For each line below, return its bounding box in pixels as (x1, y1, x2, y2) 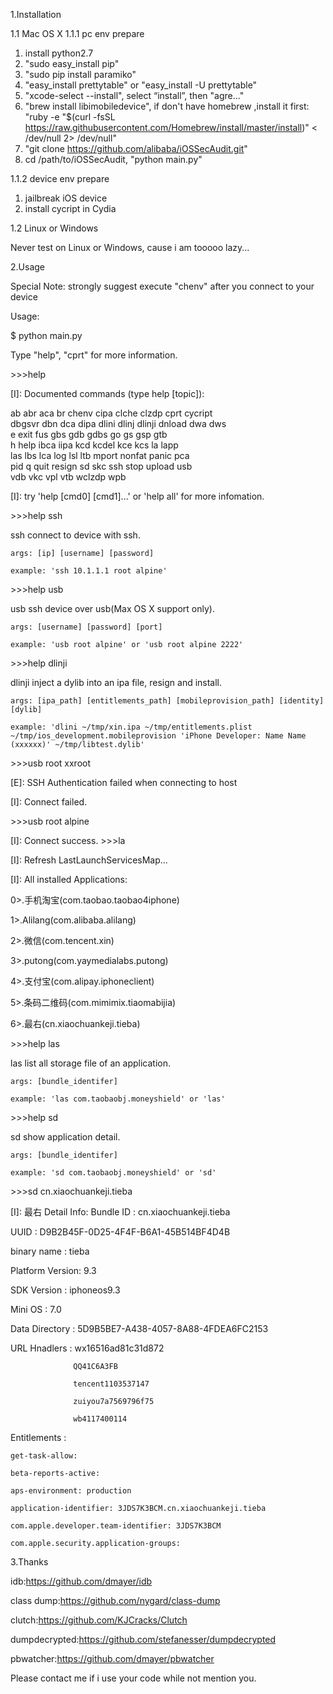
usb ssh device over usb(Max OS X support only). (10, 603, 215, 614)
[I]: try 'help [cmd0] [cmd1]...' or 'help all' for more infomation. (10, 490, 265, 502)
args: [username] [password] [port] (10, 622, 163, 632)
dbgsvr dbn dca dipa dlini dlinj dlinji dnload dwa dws (10, 418, 227, 429)
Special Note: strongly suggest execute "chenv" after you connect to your (10, 280, 315, 292)
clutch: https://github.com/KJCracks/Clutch (10, 1614, 188, 1626)
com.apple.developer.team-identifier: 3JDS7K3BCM (10, 1521, 222, 1531)
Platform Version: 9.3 (10, 1265, 97, 1276)
